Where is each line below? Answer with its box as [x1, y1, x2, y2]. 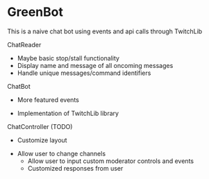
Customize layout [17, 136, 67, 144]
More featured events [17, 95, 80, 104]
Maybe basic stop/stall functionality [17, 53, 120, 62]
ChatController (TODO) [7, 122, 73, 130]
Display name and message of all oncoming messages [17, 61, 174, 69]
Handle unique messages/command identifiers [17, 69, 151, 77]
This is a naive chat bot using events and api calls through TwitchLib [7, 27, 203, 35]
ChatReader [7, 40, 42, 49]
